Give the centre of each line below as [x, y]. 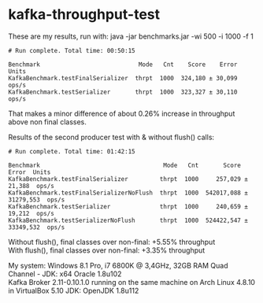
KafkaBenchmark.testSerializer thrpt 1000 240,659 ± [128, 206]
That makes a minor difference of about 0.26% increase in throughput [122, 113]
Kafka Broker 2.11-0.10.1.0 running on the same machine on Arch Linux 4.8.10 [132, 282]
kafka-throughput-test [84, 15]
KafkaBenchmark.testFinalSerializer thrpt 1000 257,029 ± [128, 179]
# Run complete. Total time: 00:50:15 [72, 50]
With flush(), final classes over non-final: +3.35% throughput [107, 250]
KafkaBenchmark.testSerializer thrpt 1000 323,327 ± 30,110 [123, 92]
